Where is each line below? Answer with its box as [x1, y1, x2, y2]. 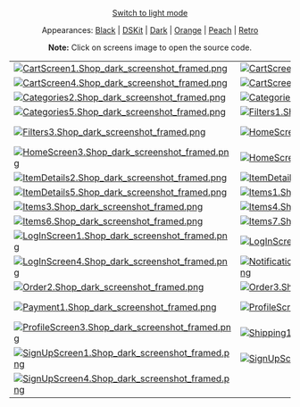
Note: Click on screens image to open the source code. [47, 42, 253, 53]
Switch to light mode [112, 8, 188, 18]
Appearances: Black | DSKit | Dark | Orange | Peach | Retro [41, 25, 259, 35]
